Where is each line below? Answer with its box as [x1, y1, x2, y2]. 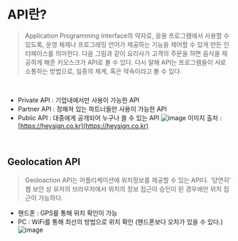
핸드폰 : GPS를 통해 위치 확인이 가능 [17, 208, 118, 217]
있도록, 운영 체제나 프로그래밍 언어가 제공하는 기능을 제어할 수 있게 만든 [24, 40, 222, 48]
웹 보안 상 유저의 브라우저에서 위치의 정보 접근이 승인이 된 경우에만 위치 [24, 184, 222, 193]
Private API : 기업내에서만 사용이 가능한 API [17, 95, 140, 104]
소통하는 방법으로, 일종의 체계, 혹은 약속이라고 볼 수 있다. [24, 67, 183, 75]
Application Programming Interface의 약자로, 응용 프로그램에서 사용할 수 [24, 31, 229, 40]
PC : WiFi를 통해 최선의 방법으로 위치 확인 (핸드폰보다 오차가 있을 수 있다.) [17, 218, 224, 226]
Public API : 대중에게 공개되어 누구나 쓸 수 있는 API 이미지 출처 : [17, 113, 222, 122]
